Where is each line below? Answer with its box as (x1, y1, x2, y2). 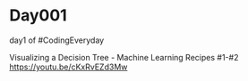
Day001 (9, 5, 67, 26)
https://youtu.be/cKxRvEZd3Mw (9, 61, 128, 72)
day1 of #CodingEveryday (9, 35, 105, 45)
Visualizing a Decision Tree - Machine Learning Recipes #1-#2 (9, 52, 239, 62)
